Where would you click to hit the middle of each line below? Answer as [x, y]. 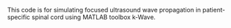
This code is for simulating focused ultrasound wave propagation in [104, 10]
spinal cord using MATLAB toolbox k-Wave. [94, 17]
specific [19, 17]
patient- [214, 10]
